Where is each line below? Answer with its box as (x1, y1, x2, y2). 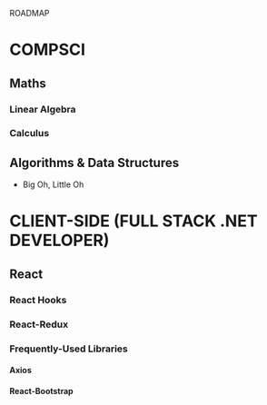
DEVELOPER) (9, 231, 110, 251)
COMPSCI (9, 40, 86, 60)
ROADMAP (9, 8, 50, 18)
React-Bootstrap (9, 385, 74, 396)
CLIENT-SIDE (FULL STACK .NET (9, 211, 258, 232)
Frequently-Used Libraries (9, 342, 129, 355)
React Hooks (9, 293, 67, 306)
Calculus (9, 127, 50, 140)
